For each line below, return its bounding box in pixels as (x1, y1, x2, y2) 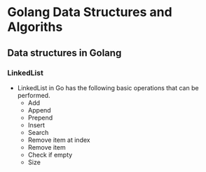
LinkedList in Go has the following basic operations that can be (17, 83, 199, 92)
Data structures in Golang (7, 47, 122, 59)
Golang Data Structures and (7, 4, 173, 20)
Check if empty (27, 150, 73, 159)
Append (27, 106, 51, 114)
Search (27, 128, 49, 136)
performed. (17, 91, 50, 99)
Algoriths (7, 19, 63, 35)
